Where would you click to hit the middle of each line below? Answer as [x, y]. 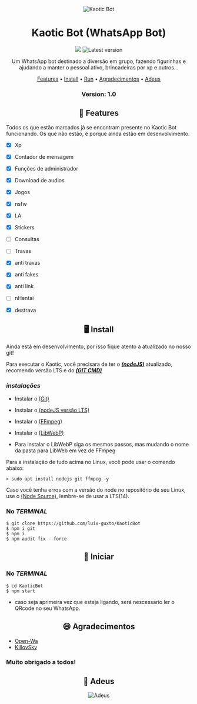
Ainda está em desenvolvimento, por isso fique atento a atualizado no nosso [98, 346]
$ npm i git [21, 529]
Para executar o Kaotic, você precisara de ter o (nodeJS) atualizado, [89, 364]
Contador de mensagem [44, 156]
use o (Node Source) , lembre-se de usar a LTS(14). [68, 496]
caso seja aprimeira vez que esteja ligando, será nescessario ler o [94, 602]
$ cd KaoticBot [25, 586]
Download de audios [39, 180]
